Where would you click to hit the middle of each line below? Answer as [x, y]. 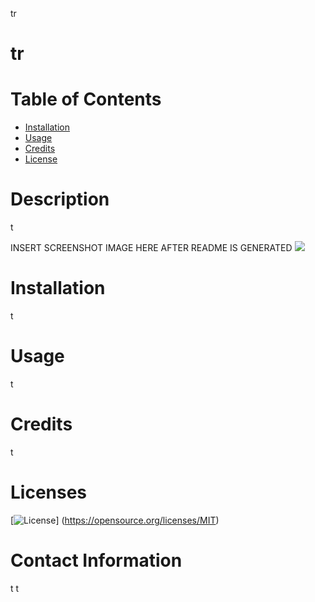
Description [60, 199]
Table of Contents [86, 99]
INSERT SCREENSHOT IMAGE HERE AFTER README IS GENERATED [151, 248]
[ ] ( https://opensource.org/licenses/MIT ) [115, 520]
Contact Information [96, 560]
